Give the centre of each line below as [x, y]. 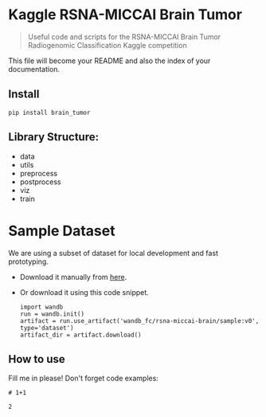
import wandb [41, 307]
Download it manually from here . [73, 277]
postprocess [40, 182]
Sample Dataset [62, 231]
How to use [37, 359]
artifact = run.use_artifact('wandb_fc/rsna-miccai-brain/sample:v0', [139, 321]
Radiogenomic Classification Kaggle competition [107, 45]
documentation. [34, 69]
